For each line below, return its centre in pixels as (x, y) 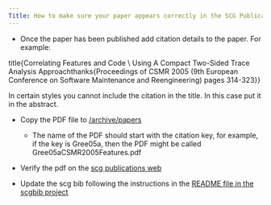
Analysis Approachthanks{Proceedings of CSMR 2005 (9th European (123, 71)
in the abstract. (33, 104)
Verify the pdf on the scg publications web (91, 168)
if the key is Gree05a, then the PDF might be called (117, 143)
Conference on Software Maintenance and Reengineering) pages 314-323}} (134, 80)
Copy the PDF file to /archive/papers (81, 119)
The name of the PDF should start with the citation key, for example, (145, 135)
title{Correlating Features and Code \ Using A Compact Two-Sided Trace (129, 63)
